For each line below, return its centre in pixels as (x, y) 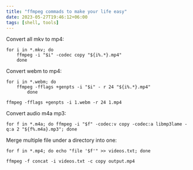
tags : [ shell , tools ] (33, 22)
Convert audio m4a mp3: (36, 114)
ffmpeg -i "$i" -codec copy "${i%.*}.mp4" (69, 55)
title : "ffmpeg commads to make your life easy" (67, 11)
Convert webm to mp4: (34, 71)
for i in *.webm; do (31, 82)
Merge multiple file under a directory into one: (62, 140)
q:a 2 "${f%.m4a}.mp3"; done (42, 129)
